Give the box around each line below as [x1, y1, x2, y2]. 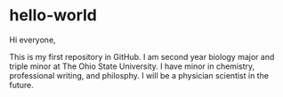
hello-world [9, 5, 98, 26]
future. [9, 79, 34, 90]
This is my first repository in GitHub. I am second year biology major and [9, 51, 275, 62]
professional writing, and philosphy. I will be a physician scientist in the [9, 70, 270, 80]
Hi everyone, [9, 34, 56, 45]
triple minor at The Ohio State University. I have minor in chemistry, [9, 61, 255, 71]
